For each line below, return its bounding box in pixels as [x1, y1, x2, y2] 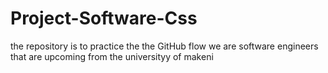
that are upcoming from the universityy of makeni [10, 50, 214, 62]
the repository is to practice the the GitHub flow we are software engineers [10, 40, 319, 52]
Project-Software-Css [10, 7, 198, 30]
